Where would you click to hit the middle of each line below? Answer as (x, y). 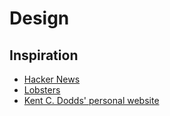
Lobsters (42, 90)
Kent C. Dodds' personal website (91, 100)
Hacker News (52, 79)
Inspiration (44, 55)
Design (39, 18)
